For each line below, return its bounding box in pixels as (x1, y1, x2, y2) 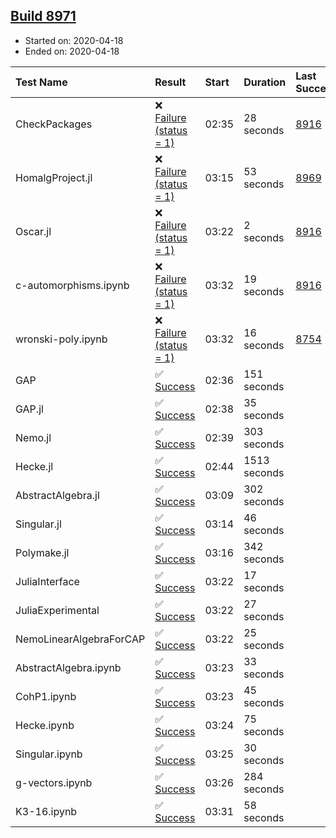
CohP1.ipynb (15, 689, 77, 703)
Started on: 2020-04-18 (24, 34, 124, 46)
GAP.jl (15, 402, 44, 416)
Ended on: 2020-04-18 (24, 45, 120, 57)
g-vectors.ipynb (15, 775, 93, 789)
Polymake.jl (15, 545, 70, 559)
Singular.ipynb (15, 747, 83, 761)
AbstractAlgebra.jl (15, 488, 100, 502)
